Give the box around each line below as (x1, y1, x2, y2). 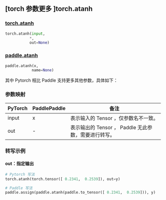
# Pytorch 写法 (5, 172, 35, 177)
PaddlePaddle (32, 104, 66, 111)
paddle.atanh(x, (5, 63, 39, 68)
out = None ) (29, 40, 50, 46)
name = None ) (31, 68, 54, 73)
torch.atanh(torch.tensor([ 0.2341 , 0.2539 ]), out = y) (5, 176, 121, 182)
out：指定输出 (5, 160, 34, 167)
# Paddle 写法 (5, 185, 33, 191)
